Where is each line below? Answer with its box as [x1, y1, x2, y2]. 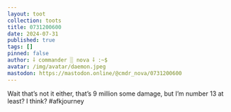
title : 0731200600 [7, 23, 62, 30]
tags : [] [7, 43, 33, 50]
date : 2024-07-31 [7, 30, 59, 38]
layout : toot [7, 10, 46, 18]
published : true [7, 37, 55, 44]
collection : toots [7, 17, 62, 24]
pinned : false [7, 50, 50, 57]
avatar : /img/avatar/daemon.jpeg [7, 63, 106, 70]
